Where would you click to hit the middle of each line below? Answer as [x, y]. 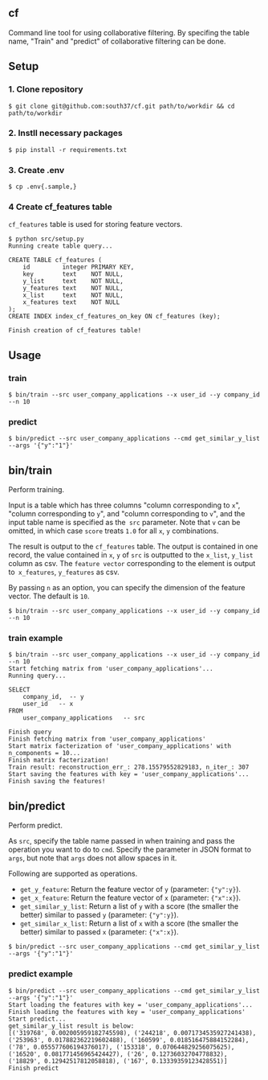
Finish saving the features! [57, 782]
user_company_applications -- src [84, 718]
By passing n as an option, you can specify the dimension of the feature [127, 588]
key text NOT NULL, [73, 274]
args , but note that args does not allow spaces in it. [93, 858]
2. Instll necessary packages [65, 133]
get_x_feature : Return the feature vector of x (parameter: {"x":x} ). [130, 898]
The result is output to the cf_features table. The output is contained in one [133, 547]
